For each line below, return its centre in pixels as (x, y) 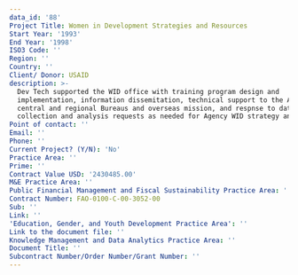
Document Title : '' (45, 248)
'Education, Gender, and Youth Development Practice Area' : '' (129, 224)
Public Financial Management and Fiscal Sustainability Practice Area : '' (150, 191)
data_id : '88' (35, 17)
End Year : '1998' (41, 42)
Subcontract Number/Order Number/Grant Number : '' (105, 257)
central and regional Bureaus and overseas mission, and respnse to (146, 108)
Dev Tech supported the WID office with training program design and (148, 91)
